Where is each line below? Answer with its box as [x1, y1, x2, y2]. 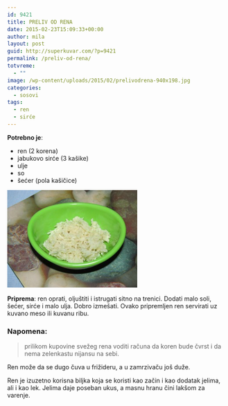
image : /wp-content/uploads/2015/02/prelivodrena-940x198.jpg [7, 77, 191, 84]
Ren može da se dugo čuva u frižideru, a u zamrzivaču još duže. [7, 363, 191, 371]
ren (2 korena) [17, 146, 58, 155]
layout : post [7, 40, 45, 48]
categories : [7, 84, 42, 91]
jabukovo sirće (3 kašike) [17, 154, 89, 162]
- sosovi [13, 91, 39, 98]
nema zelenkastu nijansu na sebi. [24, 350, 119, 358]
